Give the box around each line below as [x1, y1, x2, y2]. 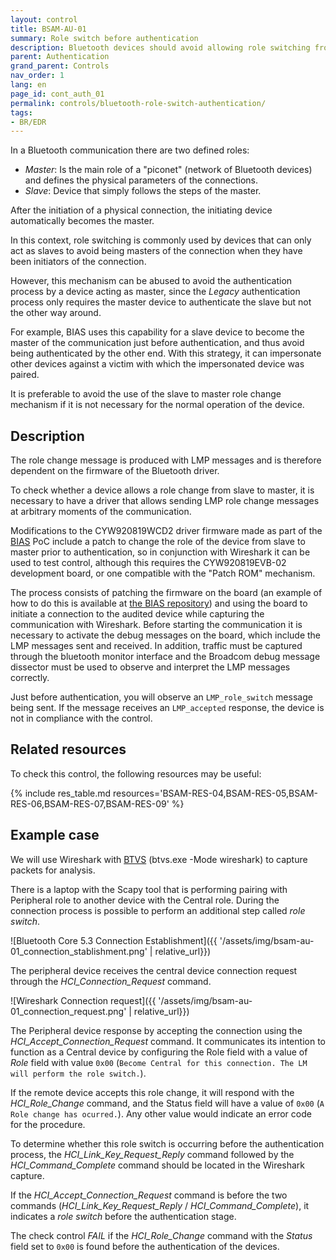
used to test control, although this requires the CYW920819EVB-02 [10, 557, 287, 569]
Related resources [10, 741, 127, 758]
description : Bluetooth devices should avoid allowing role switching [10, 42, 311, 53]
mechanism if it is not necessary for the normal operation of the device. [10, 399, 305, 411]
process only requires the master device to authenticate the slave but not [10, 296, 312, 308]
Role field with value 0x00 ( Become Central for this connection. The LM [10, 1056, 308, 1068]
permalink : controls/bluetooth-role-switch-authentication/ [10, 98, 267, 108]
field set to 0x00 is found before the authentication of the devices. [10, 1240, 280, 1252]
